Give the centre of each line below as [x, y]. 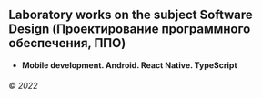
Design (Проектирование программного [130, 29]
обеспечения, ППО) [67, 43]
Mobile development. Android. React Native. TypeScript [129, 65]
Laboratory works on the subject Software [131, 15]
